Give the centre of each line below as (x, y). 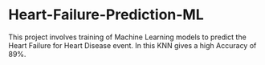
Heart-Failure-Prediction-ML (106, 15)
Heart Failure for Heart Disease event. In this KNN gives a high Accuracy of (132, 45)
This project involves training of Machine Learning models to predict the (127, 37)
